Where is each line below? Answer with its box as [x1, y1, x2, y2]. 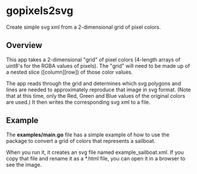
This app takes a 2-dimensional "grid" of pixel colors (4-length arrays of [6, 56, 181, 63]
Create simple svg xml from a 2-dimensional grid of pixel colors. [6, 23, 161, 30]
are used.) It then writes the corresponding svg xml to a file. [6, 98, 151, 105]
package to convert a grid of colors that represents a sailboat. [6, 137, 155, 144]
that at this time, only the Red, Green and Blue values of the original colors [6, 92, 186, 99]
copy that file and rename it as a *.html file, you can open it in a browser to [6, 155, 186, 162]
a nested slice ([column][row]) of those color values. [6, 69, 133, 76]
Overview [6, 40, 43, 50]
